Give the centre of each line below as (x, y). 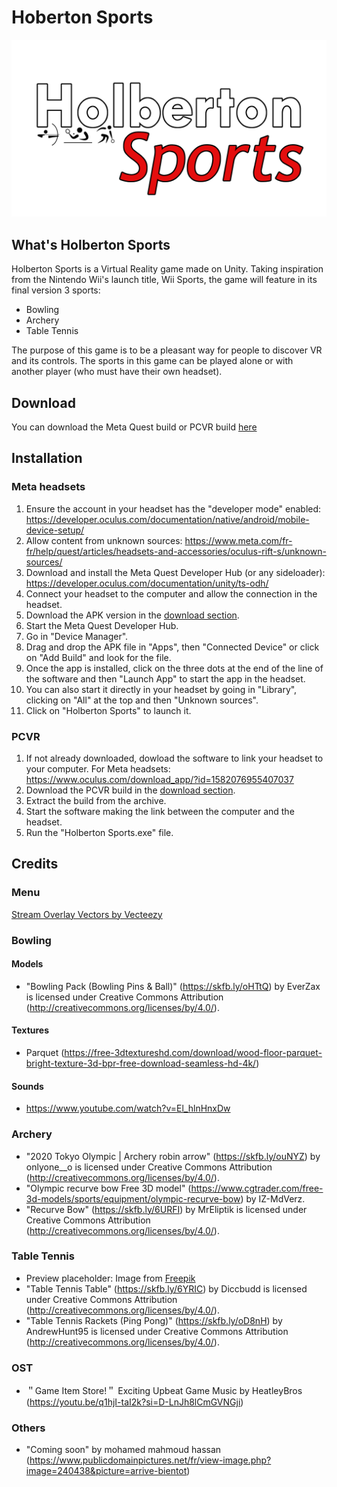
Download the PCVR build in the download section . (130, 790)
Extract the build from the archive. (96, 801)
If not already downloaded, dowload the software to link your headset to (174, 758)
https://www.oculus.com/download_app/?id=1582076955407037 (159, 780)
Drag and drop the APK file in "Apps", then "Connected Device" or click (172, 647)
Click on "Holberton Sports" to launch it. (108, 710)
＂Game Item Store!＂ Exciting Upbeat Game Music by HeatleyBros (164, 1391)
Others (28, 1428)
